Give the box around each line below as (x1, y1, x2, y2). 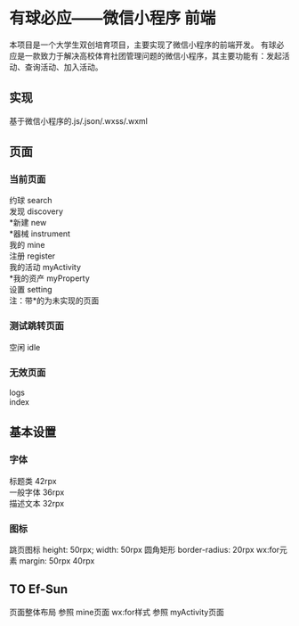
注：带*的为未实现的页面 (9, 295, 100, 306)
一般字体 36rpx (9, 487, 65, 498)
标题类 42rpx (9, 475, 57, 486)
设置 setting (9, 284, 53, 295)
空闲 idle (9, 342, 41, 352)
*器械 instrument (9, 228, 71, 239)
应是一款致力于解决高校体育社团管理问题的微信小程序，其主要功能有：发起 (9, 50, 282, 61)
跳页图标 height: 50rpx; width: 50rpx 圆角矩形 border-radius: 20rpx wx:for (9, 545, 280, 556)
